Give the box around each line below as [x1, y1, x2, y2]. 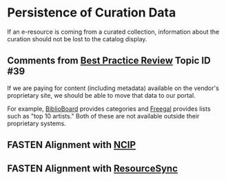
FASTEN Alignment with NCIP [7, 139, 136, 151]
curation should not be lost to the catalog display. [7, 34, 147, 43]
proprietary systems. [7, 119, 67, 127]
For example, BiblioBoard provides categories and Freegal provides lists [7, 105, 212, 113]
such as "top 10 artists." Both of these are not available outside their [7, 111, 200, 120]
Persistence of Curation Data [7, 5, 176, 21]
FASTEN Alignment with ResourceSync [7, 162, 178, 174]
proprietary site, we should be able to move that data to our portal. [7, 91, 196, 99]
